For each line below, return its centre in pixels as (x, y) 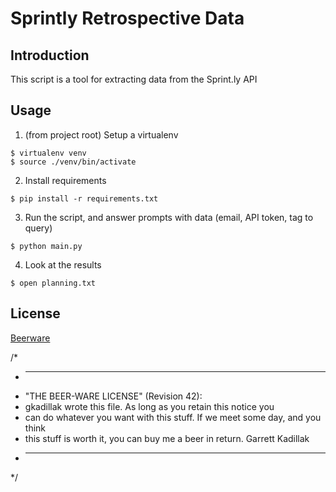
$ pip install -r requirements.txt (84, 198)
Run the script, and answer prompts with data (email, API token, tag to (169, 217)
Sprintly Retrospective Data (127, 18)
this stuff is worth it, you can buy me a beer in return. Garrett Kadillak (167, 438)
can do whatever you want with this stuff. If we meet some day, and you (173, 417)
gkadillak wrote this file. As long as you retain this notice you (149, 406)
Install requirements (65, 180)
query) (38, 228)
